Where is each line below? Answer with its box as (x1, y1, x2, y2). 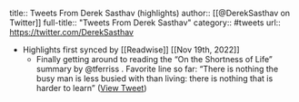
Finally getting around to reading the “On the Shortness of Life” (35, 54, 273, 64)
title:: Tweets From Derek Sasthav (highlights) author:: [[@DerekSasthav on (9, 8, 291, 18)
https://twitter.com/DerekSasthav (9, 27, 135, 37)
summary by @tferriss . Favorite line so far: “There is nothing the (35, 63, 279, 74)
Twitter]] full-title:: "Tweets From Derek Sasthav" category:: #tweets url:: (9, 17, 282, 28)
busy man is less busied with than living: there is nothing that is (35, 73, 274, 84)
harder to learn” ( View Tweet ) (35, 83, 147, 93)
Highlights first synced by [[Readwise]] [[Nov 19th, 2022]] (22, 44, 240, 55)
